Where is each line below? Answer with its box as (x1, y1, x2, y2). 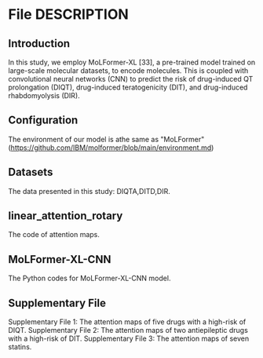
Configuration (8, 114, 79, 127)
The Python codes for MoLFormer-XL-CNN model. (8, 273, 171, 283)
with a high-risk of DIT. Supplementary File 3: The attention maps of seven (8, 334, 250, 343)
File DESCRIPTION (8, 5, 130, 24)
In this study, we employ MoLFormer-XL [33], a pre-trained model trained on (8, 57, 256, 67)
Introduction (8, 37, 71, 50)
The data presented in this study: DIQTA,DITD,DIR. (8, 186, 170, 195)
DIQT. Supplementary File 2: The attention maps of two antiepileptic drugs (8, 326, 249, 335)
